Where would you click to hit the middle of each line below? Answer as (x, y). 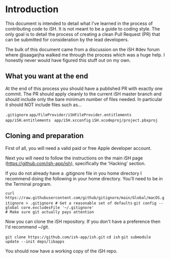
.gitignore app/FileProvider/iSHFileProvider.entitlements (69, 115)
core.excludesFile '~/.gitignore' (58, 207)
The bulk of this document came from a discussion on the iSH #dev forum (82, 49)
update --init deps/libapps (35, 241)
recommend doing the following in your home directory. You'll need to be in (84, 178)
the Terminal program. (28, 184)
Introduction (32, 9)
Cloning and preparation (44, 136)
